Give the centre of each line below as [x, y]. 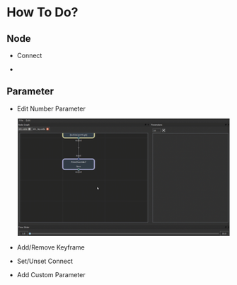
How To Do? [42, 12]
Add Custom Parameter [51, 275]
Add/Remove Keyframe [51, 247]
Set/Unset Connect [45, 261]
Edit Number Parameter [51, 108]
